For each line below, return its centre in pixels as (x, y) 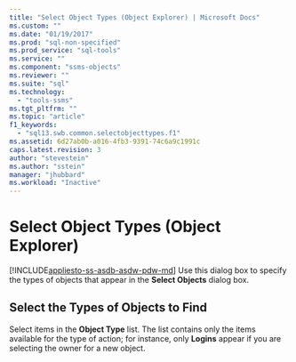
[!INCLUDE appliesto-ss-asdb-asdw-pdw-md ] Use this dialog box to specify (148, 270)
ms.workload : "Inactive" (55, 183)
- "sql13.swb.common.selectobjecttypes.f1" (99, 133)
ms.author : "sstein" (48, 166)
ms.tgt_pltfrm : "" (43, 109)
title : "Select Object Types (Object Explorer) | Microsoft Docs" (135, 17)
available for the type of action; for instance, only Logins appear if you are (145, 338)
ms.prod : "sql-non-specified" (65, 42)
